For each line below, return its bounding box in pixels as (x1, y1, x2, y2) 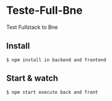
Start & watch (6, 73, 58, 84)
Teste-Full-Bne (6, 4, 83, 17)
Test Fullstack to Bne (6, 23, 58, 31)
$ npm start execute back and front (6, 89, 98, 95)
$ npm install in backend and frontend (6, 57, 107, 63)
